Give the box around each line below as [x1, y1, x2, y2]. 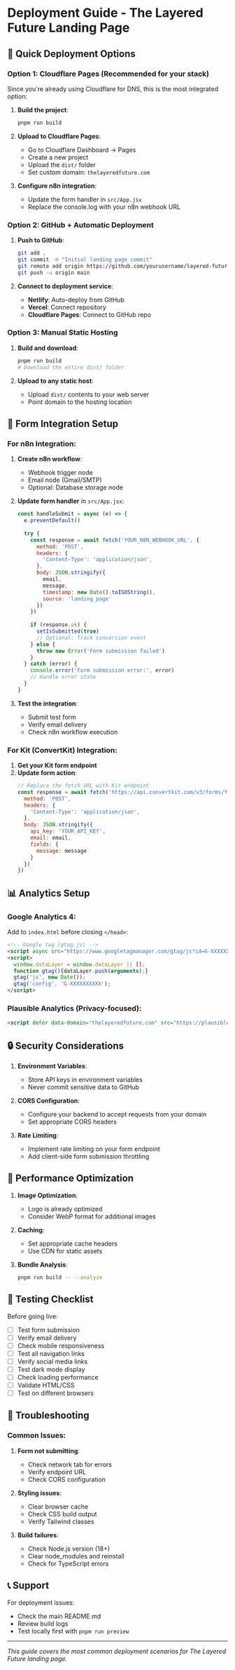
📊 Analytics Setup [7, 887, 90, 899]
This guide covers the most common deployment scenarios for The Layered [7, 1647, 227, 1655]
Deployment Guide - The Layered [7, 5, 204, 21]
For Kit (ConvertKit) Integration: [7, 745, 117, 755]
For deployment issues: [7, 1598, 75, 1607]
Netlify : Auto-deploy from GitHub [27, 295, 124, 304]
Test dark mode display [17, 1365, 85, 1373]
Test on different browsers [17, 1389, 94, 1397]
